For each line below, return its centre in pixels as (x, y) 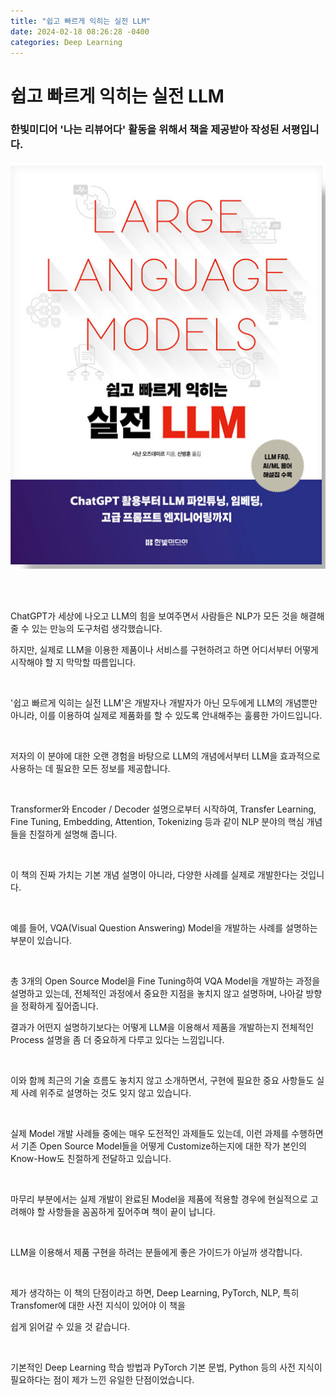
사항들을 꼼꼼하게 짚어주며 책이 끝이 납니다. (131, 1211)
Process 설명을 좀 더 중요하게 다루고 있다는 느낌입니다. (117, 1039)
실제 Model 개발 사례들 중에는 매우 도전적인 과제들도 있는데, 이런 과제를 (150, 1133)
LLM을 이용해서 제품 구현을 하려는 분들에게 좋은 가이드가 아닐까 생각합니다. (156, 1252)
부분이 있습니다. (41, 940)
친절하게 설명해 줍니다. (73, 834)
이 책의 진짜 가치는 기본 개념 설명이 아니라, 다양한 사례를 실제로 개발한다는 (154, 874)
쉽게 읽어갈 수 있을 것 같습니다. (70, 1326)
